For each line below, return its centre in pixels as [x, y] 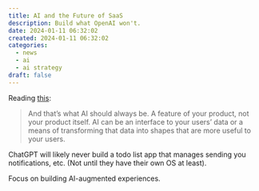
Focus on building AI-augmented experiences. [85, 178]
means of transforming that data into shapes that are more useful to [139, 130]
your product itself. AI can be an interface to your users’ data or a [135, 121]
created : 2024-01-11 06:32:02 [59, 38]
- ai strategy [39, 68]
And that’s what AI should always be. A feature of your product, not [138, 113]
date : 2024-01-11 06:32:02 [53, 30]
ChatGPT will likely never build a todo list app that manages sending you [127, 154]
